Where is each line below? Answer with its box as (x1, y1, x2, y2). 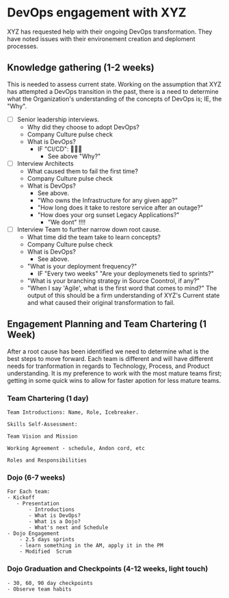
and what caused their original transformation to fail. (27, 298, 176, 306)
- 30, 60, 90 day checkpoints (7, 580, 94, 586)
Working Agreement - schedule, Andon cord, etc (7, 445, 146, 452)
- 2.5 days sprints (19, 536, 75, 543)
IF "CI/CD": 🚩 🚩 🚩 (37, 145, 83, 153)
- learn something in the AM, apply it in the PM (19, 543, 164, 549)
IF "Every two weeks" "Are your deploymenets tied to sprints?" (37, 269, 214, 277)
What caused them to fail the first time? (27, 166, 139, 175)
